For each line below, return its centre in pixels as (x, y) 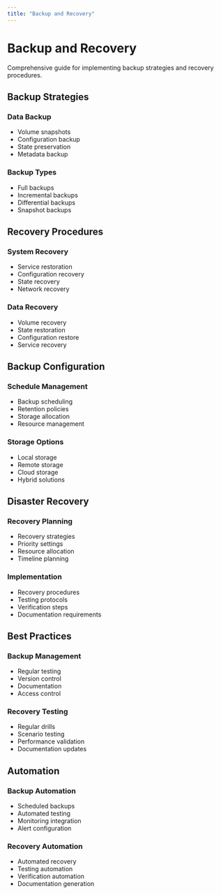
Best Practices (39, 636)
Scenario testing (41, 734)
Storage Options (36, 442)
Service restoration (45, 267)
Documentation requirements (59, 614)
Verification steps (43, 607)
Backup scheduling (45, 401)
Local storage (37, 457)
